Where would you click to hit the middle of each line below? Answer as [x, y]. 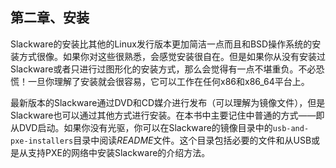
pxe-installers [42, 141]
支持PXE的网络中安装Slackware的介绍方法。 [119, 152]
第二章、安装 [50, 18]
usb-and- [291, 128]
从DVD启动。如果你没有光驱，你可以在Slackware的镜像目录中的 [141, 127]
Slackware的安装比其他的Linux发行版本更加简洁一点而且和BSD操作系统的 [161, 44]
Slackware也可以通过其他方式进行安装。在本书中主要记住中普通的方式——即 [167, 115]
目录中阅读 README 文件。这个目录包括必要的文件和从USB [192, 140]
